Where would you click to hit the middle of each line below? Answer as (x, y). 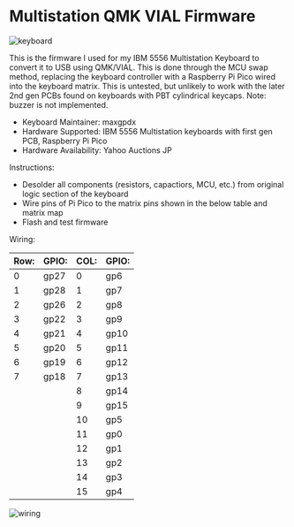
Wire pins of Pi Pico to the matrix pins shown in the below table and (144, 203)
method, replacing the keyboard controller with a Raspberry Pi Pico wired (143, 76)
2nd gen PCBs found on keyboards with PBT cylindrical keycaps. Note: (138, 95)
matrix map (42, 212)
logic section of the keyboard (75, 194)
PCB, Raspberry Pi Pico (64, 141)
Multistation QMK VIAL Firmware (132, 16)
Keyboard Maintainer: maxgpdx (79, 122)
